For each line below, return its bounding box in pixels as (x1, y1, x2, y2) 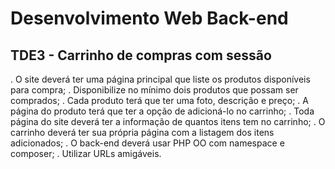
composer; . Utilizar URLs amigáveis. (10, 148, 162, 159)
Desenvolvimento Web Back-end (10, 7, 289, 30)
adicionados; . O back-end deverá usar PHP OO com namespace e (10, 137, 285, 149)
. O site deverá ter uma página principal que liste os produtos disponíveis (10, 73, 311, 85)
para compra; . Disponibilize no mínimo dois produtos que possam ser (10, 84, 299, 96)
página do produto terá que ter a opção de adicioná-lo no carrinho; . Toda (10, 105, 315, 117)
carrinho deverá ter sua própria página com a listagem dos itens (10, 127, 275, 138)
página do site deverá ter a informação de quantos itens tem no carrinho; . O (10, 116, 326, 127)
